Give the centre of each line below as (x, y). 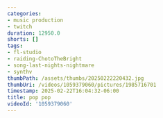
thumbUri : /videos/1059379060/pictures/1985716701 (82, 85)
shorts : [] (23, 40)
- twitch (20, 26)
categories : (24, 14)
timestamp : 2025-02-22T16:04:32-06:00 (63, 91)
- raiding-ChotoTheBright (44, 59)
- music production (35, 20)
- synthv (20, 71)
